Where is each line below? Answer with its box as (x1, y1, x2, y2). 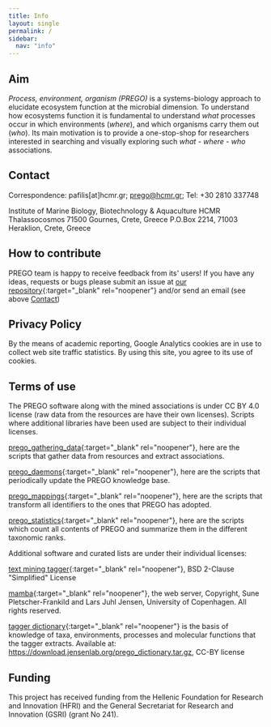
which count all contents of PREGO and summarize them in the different (8, 524, 248, 534)
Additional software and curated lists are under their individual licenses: (8, 549, 248, 558)
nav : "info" (15, 42, 57, 50)
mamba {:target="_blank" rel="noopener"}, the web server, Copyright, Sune (8, 588, 260, 598)
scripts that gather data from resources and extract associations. (8, 451, 225, 461)
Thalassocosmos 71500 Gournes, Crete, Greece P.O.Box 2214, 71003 (8, 214, 239, 224)
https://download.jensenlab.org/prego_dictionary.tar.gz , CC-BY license (8, 648, 245, 657)
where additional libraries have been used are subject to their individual (8, 418, 247, 428)
